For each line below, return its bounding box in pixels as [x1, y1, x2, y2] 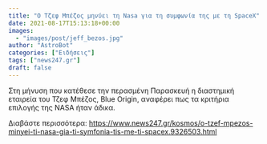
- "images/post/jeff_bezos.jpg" [15, 34, 124, 42]
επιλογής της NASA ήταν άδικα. [8, 102, 116, 112]
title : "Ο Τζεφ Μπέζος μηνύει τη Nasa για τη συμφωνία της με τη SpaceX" [8, 11, 261, 20]
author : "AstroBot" [8, 42, 74, 50]
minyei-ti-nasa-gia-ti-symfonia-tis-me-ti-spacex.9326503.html [8, 126, 217, 136]
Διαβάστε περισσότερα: [8, 118, 87, 128]
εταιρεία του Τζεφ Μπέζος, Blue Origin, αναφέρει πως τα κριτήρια [8, 94, 230, 104]
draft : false [8, 64, 52, 72]
